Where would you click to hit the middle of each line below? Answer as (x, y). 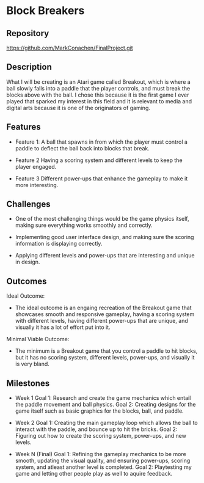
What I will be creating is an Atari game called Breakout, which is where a (98, 82)
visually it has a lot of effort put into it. (63, 327)
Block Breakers (46, 11)
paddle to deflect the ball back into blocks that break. (82, 148)
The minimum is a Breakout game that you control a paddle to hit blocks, (106, 351)
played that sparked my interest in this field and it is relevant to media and (99, 101)
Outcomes (27, 281)
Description (29, 67)
